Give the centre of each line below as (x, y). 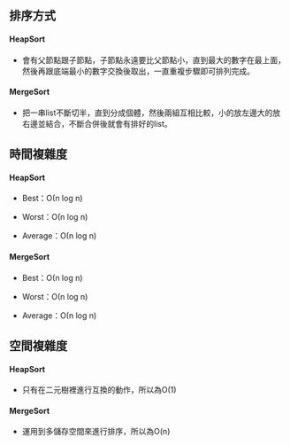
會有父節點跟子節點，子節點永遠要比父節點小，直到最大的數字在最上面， (153, 59)
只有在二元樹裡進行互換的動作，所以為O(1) (99, 390)
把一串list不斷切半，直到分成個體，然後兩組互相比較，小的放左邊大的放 (151, 113)
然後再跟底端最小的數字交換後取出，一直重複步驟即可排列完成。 (138, 71)
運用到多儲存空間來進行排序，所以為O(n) (96, 432)
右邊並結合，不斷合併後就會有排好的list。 (97, 123)
